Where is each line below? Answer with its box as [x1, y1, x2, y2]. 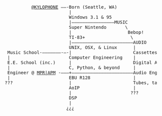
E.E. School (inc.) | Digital [7, 60, 152, 65]
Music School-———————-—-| [7, 50, 72, 55]
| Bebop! [69, 30, 144, 35]
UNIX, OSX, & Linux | [69, 45, 136, 50]
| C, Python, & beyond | [7, 65, 136, 70]
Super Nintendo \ [69, 25, 128, 30]
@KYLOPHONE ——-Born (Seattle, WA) [31, 5, 117, 10]
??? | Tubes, [5, 80, 150, 85]
